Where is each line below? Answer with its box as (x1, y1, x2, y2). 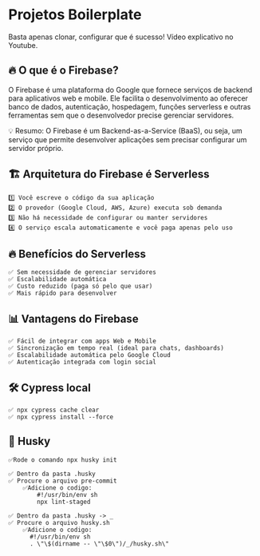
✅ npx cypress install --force (8, 413, 114, 421)
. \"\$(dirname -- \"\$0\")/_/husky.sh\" (29, 539, 170, 548)
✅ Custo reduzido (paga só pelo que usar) (8, 282, 153, 291)
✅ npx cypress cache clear (8, 406, 100, 414)
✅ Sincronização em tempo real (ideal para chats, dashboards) (8, 344, 225, 352)
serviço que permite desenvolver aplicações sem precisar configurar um (8, 134, 247, 145)
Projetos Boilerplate (8, 6, 142, 24)
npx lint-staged (37, 498, 91, 506)
